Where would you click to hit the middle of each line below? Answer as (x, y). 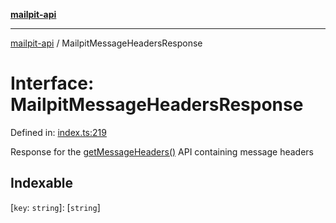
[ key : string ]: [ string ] (55, 207)
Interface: (52, 83)
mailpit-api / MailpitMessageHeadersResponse (106, 43)
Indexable (42, 183)
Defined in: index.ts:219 (58, 132)
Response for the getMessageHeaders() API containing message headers (162, 151)
